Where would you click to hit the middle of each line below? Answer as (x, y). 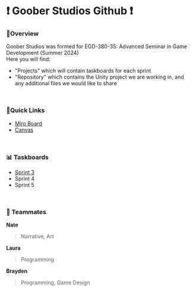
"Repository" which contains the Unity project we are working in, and (99, 77)
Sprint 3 (24, 172)
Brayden (17, 271)
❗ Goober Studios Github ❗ (70, 11)
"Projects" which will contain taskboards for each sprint (83, 71)
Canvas (24, 130)
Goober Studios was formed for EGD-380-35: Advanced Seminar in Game (97, 46)
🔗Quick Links (26, 110)
